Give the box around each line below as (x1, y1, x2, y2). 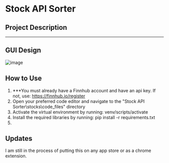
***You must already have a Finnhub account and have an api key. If (12, 87, 156, 93)
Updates (5, 134, 33, 143)
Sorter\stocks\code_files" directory (12, 103, 86, 110)
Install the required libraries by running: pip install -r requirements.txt (12, 114, 155, 120)
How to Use (5, 74, 42, 83)
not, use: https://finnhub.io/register (12, 93, 86, 99)
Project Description (5, 23, 67, 32)
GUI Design (5, 46, 41, 55)
